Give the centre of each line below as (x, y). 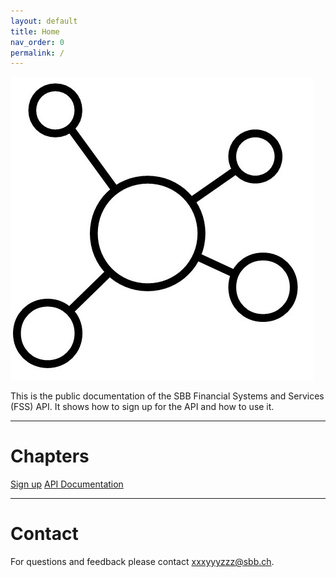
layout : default (44, 21)
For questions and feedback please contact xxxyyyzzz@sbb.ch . (142, 562)
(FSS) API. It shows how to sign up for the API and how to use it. (142, 407)
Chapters (50, 456)
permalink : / (37, 53)
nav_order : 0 (37, 42)
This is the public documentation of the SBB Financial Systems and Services (167, 396)
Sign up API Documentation (67, 484)
